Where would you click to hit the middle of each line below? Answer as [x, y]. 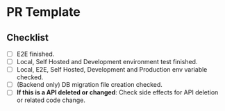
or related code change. [51, 100]
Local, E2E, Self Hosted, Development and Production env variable [112, 70]
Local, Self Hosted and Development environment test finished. [107, 62]
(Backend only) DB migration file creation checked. [89, 85]
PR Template [44, 12]
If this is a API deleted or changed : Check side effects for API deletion [117, 92]
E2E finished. [35, 54]
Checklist [28, 38]
